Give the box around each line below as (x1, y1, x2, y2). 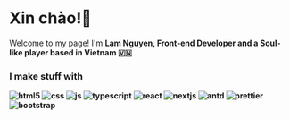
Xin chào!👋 (9, 8, 92, 29)
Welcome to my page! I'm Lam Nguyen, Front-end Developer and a (9, 38, 259, 48)
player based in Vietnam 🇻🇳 (24, 47, 132, 57)
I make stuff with (9, 70, 83, 82)
